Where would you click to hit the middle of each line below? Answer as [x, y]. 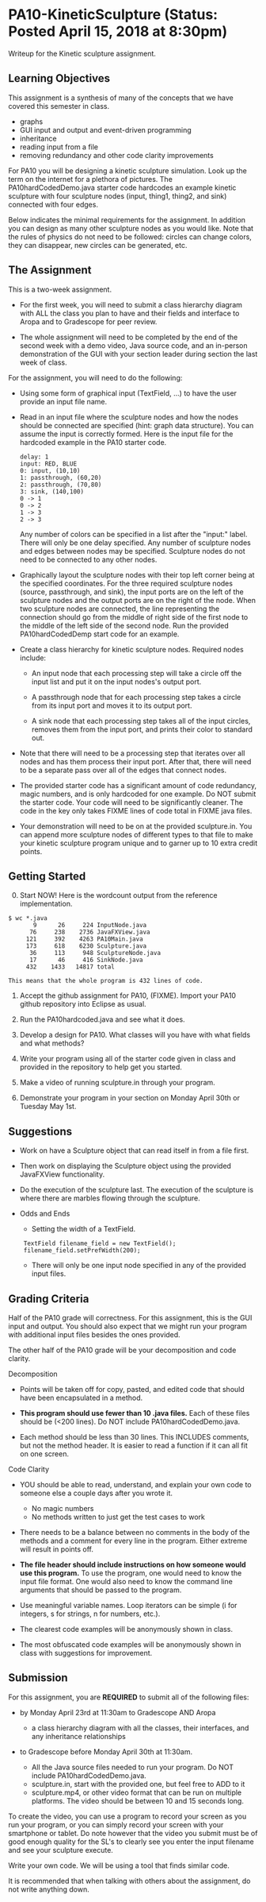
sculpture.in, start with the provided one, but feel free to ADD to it [138, 1784]
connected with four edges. [53, 204]
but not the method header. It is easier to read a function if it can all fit [133, 1445]
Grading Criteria [49, 1299]
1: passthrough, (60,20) [61, 477]
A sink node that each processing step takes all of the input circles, [141, 721]
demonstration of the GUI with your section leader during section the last [139, 354]
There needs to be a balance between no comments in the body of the [135, 1532]
